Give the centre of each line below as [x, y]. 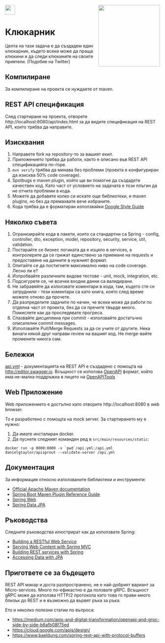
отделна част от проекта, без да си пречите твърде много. [74, 307]
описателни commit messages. [44, 323]
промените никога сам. [37, 339]
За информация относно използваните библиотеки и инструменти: [76, 479]
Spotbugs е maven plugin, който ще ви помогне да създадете [76, 181]
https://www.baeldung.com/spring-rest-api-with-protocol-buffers [79, 635]
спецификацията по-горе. [39, 165]
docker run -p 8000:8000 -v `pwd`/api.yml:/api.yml [59, 448]
